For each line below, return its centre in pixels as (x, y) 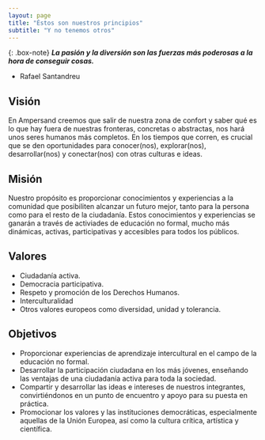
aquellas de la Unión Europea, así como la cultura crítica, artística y (129, 420)
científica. (36, 429)
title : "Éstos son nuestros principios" (76, 23)
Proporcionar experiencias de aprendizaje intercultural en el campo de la (138, 353)
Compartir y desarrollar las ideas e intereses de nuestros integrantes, (132, 387)
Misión (25, 179)
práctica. (34, 404)
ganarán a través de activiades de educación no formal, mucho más (119, 223)
